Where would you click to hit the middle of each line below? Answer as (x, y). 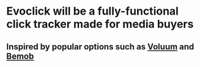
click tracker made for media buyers (100, 24)
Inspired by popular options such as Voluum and (100, 47)
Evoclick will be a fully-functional (93, 11)
